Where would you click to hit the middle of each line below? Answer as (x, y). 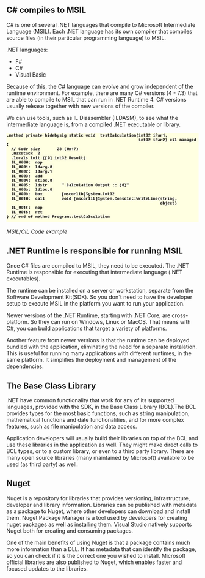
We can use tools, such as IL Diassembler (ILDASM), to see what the (92, 118)
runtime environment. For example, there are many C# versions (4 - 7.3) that (102, 93)
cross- (180, 315)
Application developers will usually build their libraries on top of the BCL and (102, 438)
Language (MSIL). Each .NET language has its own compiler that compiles (99, 31)
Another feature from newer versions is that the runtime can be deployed (98, 340)
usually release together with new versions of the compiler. (81, 106)
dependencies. (25, 366)
